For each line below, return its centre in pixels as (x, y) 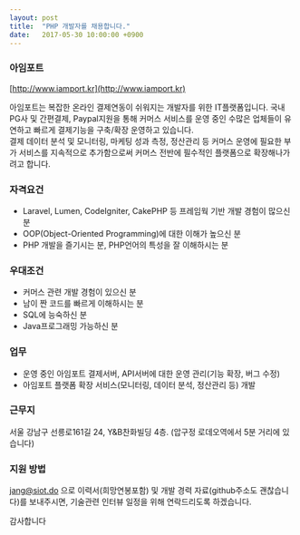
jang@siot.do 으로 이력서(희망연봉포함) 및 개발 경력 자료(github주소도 (134, 491)
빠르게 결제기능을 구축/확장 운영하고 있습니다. (114, 130)
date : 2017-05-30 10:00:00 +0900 (77, 34)
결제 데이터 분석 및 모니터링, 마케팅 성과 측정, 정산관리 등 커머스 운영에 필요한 (146, 141)
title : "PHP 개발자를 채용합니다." (70, 26)
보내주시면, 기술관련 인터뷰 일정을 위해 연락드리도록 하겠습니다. (140, 502)
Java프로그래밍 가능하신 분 (70, 326)
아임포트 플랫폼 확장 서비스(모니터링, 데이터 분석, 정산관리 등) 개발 (139, 384)
